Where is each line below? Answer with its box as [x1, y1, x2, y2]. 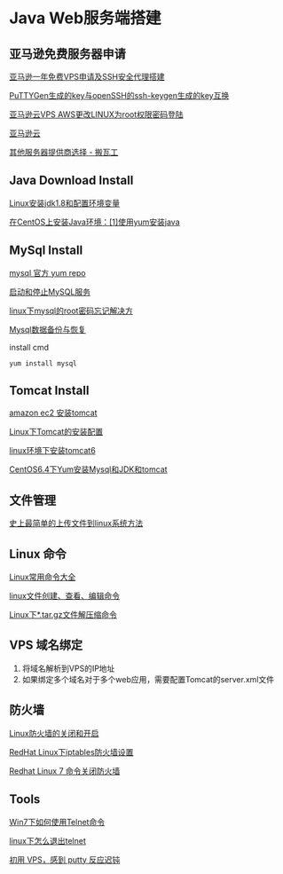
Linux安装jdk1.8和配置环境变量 [9, 197, 121, 209]
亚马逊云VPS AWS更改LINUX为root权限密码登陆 [9, 109, 184, 120]
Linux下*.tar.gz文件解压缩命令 [9, 610, 117, 620]
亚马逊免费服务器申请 [9, 46, 126, 61]
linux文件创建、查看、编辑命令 [9, 591, 120, 602]
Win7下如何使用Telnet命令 [9, 816, 105, 827]
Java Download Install [9, 173, 134, 188]
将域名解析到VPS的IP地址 [21, 663, 115, 673]
